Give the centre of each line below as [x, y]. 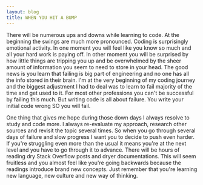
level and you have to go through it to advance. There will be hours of [93, 150]
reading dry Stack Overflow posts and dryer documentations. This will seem [101, 156]
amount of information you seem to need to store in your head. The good [97, 67]
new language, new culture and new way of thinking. [72, 175]
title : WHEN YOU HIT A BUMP [42, 18]
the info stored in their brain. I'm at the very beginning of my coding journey [101, 80]
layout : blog [23, 12]
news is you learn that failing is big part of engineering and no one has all [98, 73]
